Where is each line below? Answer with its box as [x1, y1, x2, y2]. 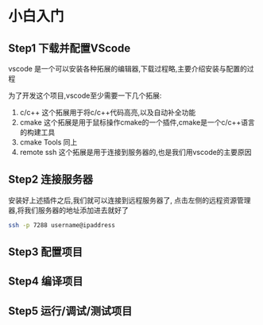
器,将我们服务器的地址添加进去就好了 [8, 205, 130, 215]
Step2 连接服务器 [8, 172, 94, 187]
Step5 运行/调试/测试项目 [8, 304, 133, 318]
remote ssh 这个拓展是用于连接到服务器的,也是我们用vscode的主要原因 [19, 148, 252, 157]
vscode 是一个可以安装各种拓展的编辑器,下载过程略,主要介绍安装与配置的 [8, 64, 248, 73]
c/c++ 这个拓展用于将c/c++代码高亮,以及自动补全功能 [19, 108, 196, 117]
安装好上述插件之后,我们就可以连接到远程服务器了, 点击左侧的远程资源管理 [8, 195, 252, 205]
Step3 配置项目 [8, 246, 83, 259]
